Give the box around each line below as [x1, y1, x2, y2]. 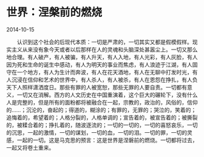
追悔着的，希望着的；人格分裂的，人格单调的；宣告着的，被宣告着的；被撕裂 [6, 114, 198, 121]
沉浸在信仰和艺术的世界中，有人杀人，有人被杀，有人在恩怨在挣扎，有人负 [11, 76, 198, 83]
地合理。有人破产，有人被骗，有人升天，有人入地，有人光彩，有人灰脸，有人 [6, 53, 198, 60]
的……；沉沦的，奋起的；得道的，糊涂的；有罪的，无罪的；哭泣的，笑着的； [6, 106, 197, 114]
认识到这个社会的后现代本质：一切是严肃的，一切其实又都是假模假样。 [16, 38, 192, 45]
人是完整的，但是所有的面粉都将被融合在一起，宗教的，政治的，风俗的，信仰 [6, 98, 198, 106]
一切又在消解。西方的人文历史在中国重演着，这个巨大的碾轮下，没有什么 [16, 91, 198, 98]
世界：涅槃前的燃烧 [6, 5, 103, 19]
